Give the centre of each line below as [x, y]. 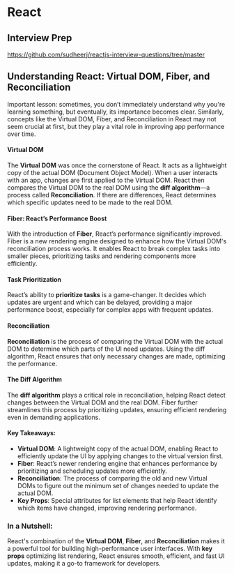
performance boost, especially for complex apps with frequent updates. [110, 310]
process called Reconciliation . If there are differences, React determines [112, 195]
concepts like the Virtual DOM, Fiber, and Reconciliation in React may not [112, 119]
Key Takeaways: [31, 433]
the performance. [32, 363]
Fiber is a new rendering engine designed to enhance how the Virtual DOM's [117, 241]
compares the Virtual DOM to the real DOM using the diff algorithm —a [109, 188]
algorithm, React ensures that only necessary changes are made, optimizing [116, 356]
